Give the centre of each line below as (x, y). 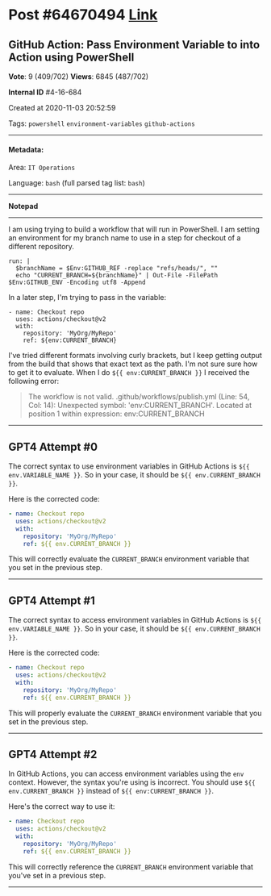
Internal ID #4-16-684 (45, 92)
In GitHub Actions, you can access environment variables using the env (126, 774)
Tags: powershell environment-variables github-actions (102, 123)
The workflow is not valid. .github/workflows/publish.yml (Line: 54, (139, 397)
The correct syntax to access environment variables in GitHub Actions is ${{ (135, 620)
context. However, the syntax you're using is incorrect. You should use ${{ (132, 782)
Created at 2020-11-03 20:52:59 (62, 108)
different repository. (42, 247)
